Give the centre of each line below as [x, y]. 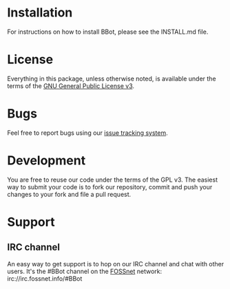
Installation [40, 13]
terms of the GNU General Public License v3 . [71, 86]
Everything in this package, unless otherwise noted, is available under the [112, 78]
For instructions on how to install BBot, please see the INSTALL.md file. [108, 32]
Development [46, 160]
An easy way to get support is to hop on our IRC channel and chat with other [116, 264]
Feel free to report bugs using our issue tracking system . [87, 133]
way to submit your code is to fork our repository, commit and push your [110, 186]
